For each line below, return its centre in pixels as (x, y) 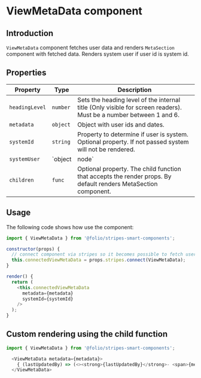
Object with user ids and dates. (121, 124)
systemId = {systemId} (48, 299)
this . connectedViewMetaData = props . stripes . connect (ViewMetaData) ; (99, 260)
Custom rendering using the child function (87, 334)
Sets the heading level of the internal (129, 100)
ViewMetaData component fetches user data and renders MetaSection (90, 47)
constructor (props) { (33, 249)
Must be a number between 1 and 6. (129, 115)
